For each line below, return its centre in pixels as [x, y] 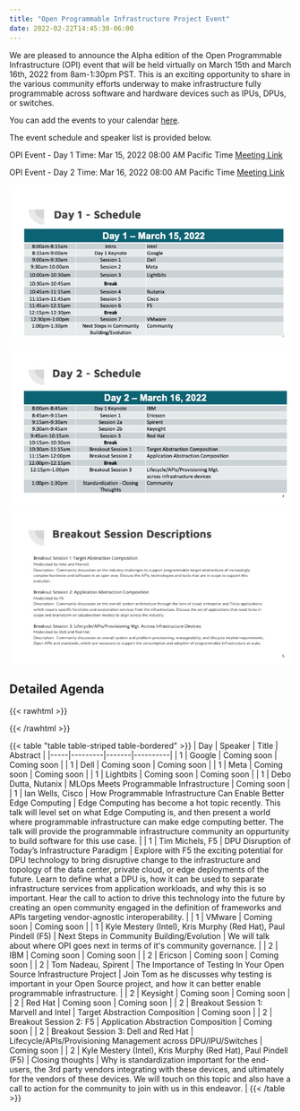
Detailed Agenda [57, 689]
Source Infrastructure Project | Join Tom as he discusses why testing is [141, 974]
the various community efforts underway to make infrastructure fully [135, 83]
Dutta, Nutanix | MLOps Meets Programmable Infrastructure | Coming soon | [150, 783]
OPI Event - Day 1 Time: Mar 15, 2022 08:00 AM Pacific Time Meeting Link [146, 155]
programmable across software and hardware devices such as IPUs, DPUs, [148, 93]
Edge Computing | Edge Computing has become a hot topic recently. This [145, 803]
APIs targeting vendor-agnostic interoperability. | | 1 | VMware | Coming [141, 917]
